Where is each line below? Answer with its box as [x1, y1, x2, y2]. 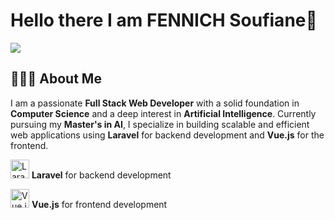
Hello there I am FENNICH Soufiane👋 [10, 9, 318, 32]
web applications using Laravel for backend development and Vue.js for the [10, 129, 325, 141]
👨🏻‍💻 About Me [10, 70, 102, 88]
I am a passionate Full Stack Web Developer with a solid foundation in [10, 97, 300, 109]
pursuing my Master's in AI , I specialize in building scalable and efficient [10, 118, 310, 130]
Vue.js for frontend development [31, 198, 168, 210]
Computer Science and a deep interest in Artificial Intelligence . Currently [10, 107, 317, 119]
